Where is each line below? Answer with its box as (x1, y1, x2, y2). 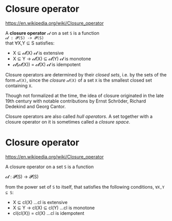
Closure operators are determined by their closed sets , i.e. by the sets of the (5, 71, 167, 77)
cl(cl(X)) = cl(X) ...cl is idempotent (12, 210, 85, 216)
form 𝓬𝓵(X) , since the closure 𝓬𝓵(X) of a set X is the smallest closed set (5, 77, 152, 83)
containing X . (5, 83, 33, 89)
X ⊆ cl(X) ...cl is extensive (12, 199, 68, 205)
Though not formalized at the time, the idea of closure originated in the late (5, 92, 164, 98)
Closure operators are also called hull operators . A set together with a (5, 113, 153, 119)
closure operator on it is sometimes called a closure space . (5, 118, 130, 125)
